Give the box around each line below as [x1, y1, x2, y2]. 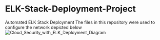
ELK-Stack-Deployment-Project [5, 3, 136, 14]
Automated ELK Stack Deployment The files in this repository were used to [5, 19, 155, 25]
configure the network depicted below [5, 24, 82, 30]
